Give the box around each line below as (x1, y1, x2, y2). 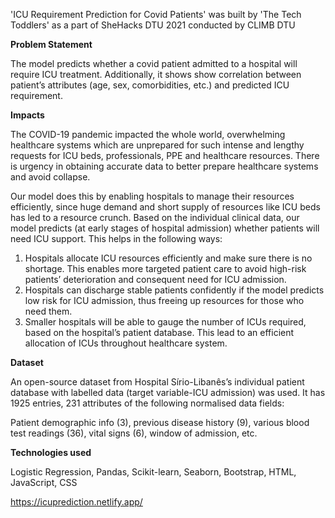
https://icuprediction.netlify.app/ (10, 496, 143, 508)
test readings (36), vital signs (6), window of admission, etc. (10, 427, 258, 439)
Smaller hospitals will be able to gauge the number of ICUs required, (24, 316, 307, 328)
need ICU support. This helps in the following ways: (10, 233, 223, 244)
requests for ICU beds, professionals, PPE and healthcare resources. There (10, 150, 320, 161)
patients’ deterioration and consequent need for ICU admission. (24, 274, 287, 285)
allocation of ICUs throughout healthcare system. (24, 337, 228, 349)
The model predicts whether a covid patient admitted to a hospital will (10, 58, 298, 69)
